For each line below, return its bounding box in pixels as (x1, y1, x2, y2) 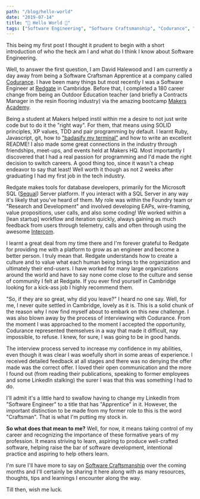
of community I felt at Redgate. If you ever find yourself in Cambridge (6, 277, 177, 285)
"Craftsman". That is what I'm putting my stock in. (6, 413, 128, 420)
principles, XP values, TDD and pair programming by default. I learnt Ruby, (6, 128, 189, 135)
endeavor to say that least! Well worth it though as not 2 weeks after (6, 166, 174, 173)
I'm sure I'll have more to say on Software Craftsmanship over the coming (6, 462, 186, 469)
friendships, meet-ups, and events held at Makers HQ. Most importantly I (6, 147, 185, 154)
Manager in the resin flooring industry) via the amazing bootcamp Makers (6, 98, 187, 105)
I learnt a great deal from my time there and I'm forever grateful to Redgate (6, 239, 189, 247)
